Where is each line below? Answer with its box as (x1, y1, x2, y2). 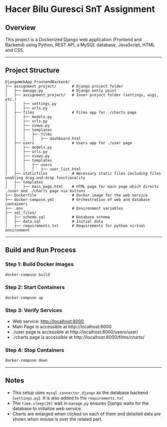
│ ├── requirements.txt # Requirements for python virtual (5, 223, 146, 228)
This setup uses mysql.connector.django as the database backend (12, 390, 148, 396)
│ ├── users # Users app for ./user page (5, 141, 133, 145)
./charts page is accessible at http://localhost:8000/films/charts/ (12, 334, 145, 340)
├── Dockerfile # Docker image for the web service (5, 193, 148, 198)
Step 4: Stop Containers (5, 346, 65, 353)
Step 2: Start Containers (5, 284, 65, 291)
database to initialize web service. (12, 405, 83, 412)
